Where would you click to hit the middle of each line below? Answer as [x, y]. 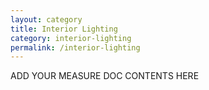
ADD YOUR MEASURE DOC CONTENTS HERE [105, 76]
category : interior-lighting [71, 38]
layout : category [46, 19]
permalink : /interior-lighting [75, 47]
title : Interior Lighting [64, 29]
